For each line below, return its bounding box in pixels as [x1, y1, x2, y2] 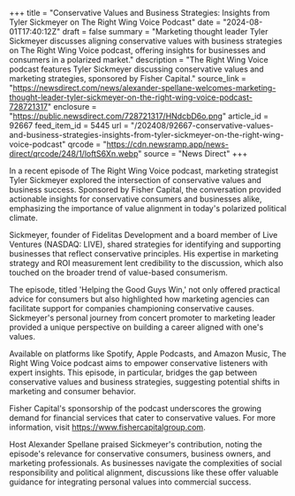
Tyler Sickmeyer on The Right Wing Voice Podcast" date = [9, 17, 222, 27]
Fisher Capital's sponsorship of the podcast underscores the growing [9, 403, 262, 414]
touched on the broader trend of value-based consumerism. [9, 267, 228, 278]
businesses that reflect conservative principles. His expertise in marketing [9, 248, 279, 259]
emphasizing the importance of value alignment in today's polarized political [9, 203, 287, 213]
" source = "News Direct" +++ [138, 149, 248, 158]
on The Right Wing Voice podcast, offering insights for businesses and [9, 45, 267, 56]
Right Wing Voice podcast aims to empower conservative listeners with [9, 358, 268, 368]
